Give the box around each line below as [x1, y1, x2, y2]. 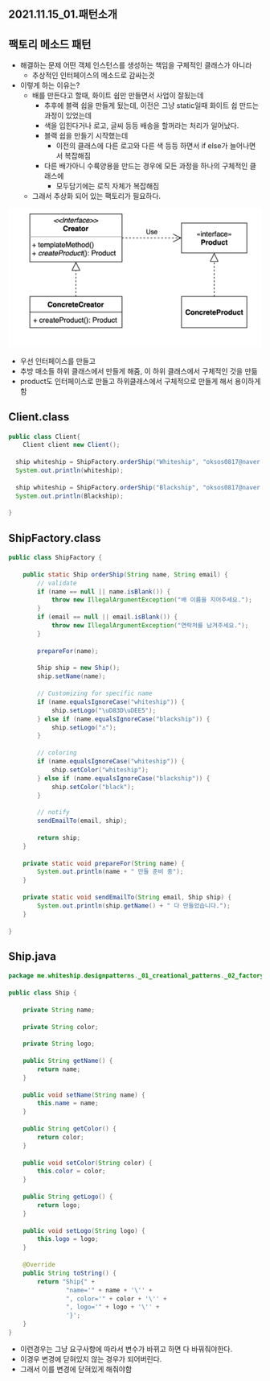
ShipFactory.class [8, 531, 102, 545]
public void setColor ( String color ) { [22, 1159, 153, 1167]
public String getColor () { [22, 1125, 117, 1133]
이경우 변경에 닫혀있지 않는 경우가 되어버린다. [19, 1354, 162, 1363]
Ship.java [8, 949, 56, 963]
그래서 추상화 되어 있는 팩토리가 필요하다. [31, 192, 162, 201]
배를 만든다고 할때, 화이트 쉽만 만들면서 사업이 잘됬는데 [31, 91, 204, 101]
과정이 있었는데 [43, 111, 92, 121]
